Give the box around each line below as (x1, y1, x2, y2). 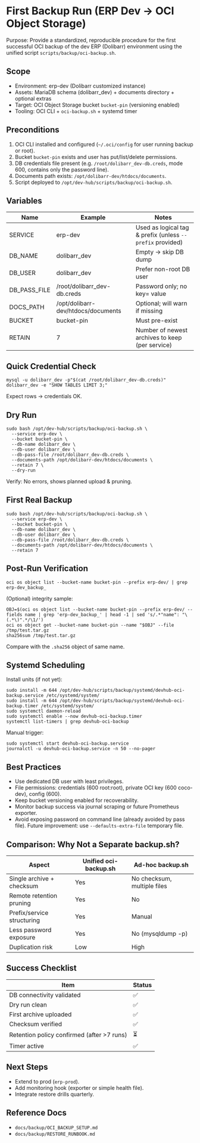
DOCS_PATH (9, 303, 45, 311)
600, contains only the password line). (14, 165, 109, 173)
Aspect (29, 861, 50, 869)
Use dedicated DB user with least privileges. (14, 778, 124, 785)
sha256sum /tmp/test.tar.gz (6, 632, 76, 638)
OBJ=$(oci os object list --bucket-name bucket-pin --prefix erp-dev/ (6, 606, 185, 613)
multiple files (131, 882, 168, 891)
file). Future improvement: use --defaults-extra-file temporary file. (14, 822, 183, 829)
